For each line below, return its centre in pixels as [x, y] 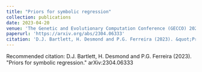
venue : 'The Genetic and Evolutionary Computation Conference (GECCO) [96, 28]
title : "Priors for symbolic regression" [59, 12]
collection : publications [38, 17]
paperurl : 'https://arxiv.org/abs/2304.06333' [66, 34]
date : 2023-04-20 [28, 23]
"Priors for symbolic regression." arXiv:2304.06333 [70, 62]
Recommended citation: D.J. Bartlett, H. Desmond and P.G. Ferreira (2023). [99, 56]
